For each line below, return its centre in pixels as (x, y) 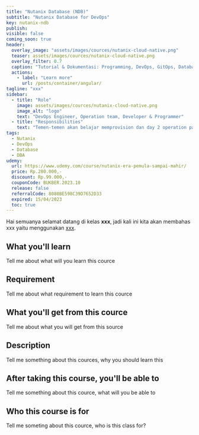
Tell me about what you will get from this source (65, 326)
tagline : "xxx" (25, 89)
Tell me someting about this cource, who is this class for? (76, 426)
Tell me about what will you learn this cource (61, 261)
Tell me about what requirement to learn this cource (69, 294)
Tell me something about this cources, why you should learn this (85, 360)
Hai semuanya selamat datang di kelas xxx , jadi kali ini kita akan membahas (98, 222)
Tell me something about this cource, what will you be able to (81, 393)
